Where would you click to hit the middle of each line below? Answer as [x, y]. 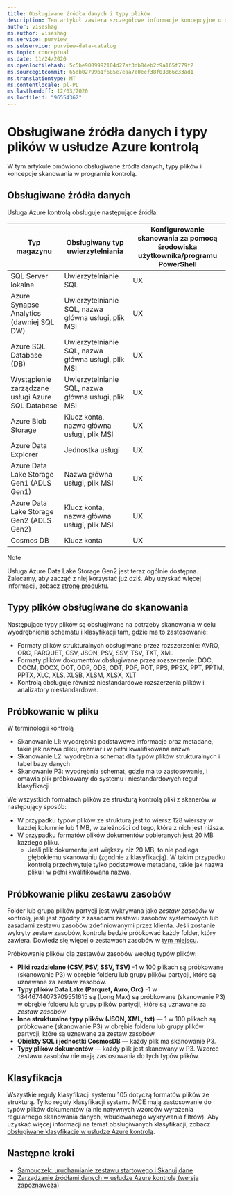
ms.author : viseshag [37, 33]
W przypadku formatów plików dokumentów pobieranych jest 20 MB [115, 835]
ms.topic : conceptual [38, 53]
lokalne [23, 285]
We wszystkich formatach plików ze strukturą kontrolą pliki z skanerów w [112, 799]
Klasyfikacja [35, 1078]
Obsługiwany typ [95, 242]
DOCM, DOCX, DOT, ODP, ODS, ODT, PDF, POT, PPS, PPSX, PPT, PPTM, [121, 667]
